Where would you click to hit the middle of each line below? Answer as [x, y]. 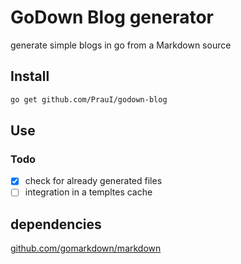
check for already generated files [93, 181]
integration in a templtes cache [88, 192]
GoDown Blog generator [112, 17]
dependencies [56, 224]
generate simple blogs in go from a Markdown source [121, 45]
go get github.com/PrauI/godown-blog [89, 99]
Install [30, 76]
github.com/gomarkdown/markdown [86, 248]
